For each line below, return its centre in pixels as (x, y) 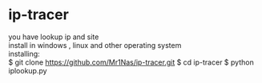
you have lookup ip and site (54, 37)
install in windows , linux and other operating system (95, 45)
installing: (24, 53)
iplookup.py (28, 70)
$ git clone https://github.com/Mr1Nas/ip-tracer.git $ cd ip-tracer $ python (131, 62)
